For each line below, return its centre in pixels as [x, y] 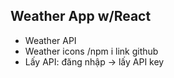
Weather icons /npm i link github [91, 51]
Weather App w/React [81, 16]
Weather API [50, 40]
